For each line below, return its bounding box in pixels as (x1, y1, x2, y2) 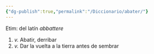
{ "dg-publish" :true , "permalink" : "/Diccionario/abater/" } (5, 8, 149, 15)
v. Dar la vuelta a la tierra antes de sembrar (14, 42, 119, 49)
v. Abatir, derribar (14, 36, 57, 43)
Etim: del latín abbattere (5, 25, 64, 32)
